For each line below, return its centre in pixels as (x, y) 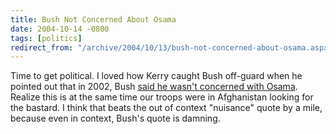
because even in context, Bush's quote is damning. (115, 118)
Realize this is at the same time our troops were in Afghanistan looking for (162, 97)
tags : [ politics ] (46, 38)
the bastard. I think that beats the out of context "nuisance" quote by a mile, (166, 108)
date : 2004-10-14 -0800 (60, 29)
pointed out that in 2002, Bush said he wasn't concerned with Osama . (154, 87)
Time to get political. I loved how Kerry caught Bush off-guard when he (156, 76)
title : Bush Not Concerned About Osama (93, 19)
